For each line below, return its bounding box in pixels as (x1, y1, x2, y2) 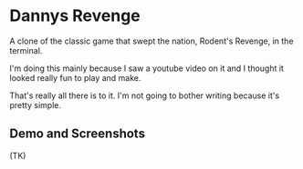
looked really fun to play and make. (9, 72, 141, 83)
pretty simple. (9, 99, 62, 110)
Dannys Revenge (9, 5, 141, 26)
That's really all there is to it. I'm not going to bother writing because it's (9, 90, 280, 101)
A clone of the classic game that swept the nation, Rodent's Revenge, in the (9, 35, 294, 46)
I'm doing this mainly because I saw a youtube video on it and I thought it (9, 63, 285, 74)
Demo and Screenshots (9, 126, 146, 142)
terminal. (9, 45, 43, 55)
